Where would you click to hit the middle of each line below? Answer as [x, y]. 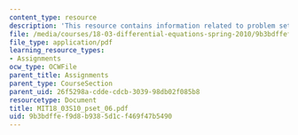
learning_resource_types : [57, 51]
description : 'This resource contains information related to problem [142, 26]
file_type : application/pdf [61, 42]
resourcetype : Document [53, 100]
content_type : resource [53, 17]
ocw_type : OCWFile [43, 67]
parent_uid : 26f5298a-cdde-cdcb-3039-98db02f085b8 [105, 91]
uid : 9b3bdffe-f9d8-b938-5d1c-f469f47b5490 [91, 116]
